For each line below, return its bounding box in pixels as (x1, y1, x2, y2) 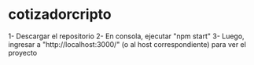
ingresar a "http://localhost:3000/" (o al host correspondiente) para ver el (8, 39, 246, 49)
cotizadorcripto (8, 5, 112, 23)
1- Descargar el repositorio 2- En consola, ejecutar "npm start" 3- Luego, (8, 31, 245, 41)
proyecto (8, 48, 38, 57)
